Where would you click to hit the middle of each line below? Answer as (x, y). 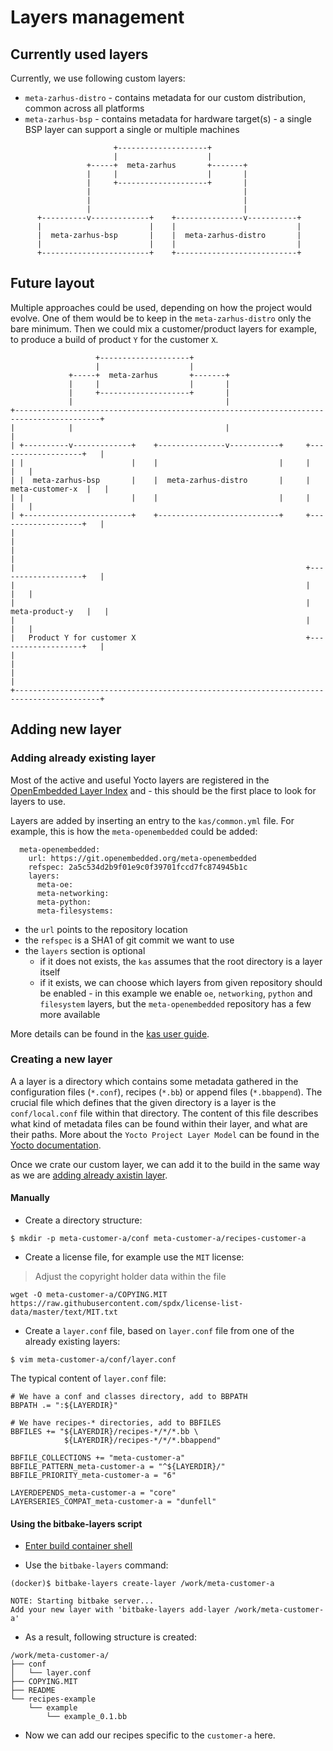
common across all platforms (84, 108)
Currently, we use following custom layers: (98, 78)
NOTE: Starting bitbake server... (82, 1601)
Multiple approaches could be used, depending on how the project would (161, 307)
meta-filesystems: (75, 911)
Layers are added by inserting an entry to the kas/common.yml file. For (152, 820)
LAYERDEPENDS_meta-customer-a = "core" (93, 1493)
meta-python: (64, 902)
